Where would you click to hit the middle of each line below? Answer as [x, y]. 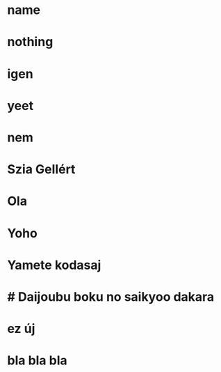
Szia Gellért [41, 170]
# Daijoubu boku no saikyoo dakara [111, 296]
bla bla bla [37, 361]
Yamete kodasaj [54, 265]
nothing [30, 42]
